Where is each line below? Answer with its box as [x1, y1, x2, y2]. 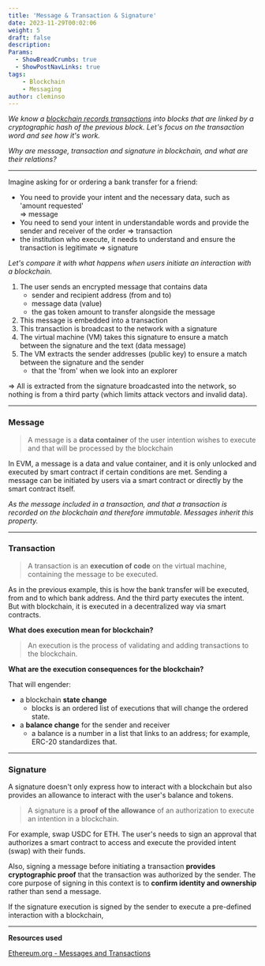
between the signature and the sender [19, 357, 144, 368]
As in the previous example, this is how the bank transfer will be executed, [8, 584, 250, 594]
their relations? [8, 155, 57, 164]
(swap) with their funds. [8, 847, 86, 856]
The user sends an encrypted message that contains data [19, 282, 207, 292]
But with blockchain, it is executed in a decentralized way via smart [8, 602, 226, 611]
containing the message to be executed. [27, 569, 159, 579]
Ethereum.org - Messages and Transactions [8, 949, 151, 958]
